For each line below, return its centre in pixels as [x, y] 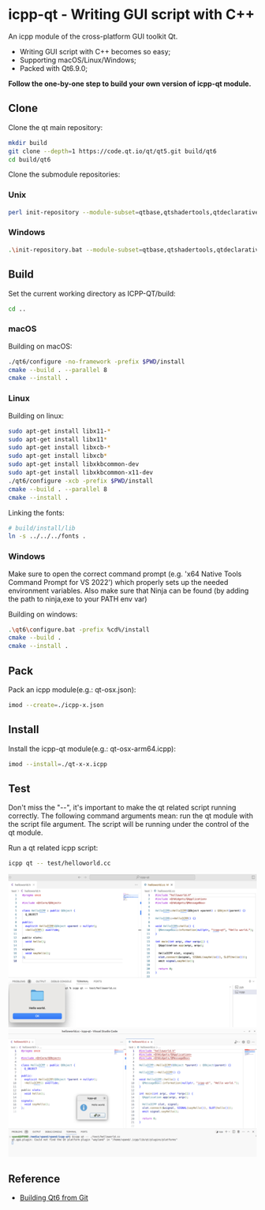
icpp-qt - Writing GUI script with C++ [131, 15]
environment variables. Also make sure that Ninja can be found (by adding [129, 590]
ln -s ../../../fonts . [47, 536]
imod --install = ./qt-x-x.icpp [58, 764]
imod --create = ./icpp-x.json [56, 705]
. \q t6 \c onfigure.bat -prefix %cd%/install [79, 629]
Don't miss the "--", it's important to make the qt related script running [122, 808]
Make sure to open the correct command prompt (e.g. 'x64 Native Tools [125, 574]
